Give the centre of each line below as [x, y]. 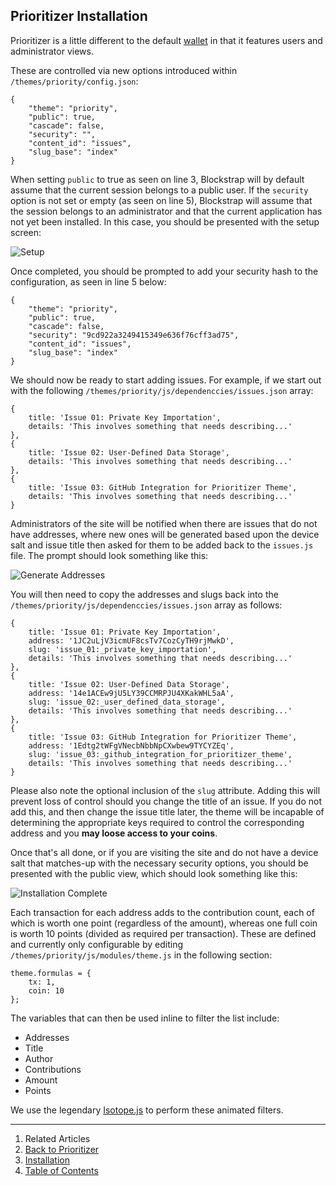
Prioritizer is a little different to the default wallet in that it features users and [166, 40]
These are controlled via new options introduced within [124, 70]
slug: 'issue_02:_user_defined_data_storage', [127, 702]
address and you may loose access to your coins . [114, 833]
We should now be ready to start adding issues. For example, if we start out [166, 380]
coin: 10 [46, 990]
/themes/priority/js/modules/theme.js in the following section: [141, 955]
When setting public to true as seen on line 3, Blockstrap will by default [157, 179]
